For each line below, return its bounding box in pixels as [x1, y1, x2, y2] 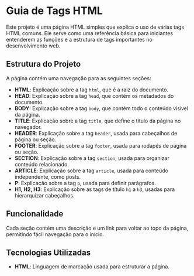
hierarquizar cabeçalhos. [14, 192, 75, 199]
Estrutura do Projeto [6, 59, 81, 69]
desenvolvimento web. [6, 42, 61, 49]
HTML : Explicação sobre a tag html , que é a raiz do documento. [14, 86, 168, 93]
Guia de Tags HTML [6, 4, 103, 18]
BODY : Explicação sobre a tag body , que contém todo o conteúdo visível [14, 104, 189, 112]
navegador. [14, 123, 42, 130]
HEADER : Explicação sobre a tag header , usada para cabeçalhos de [14, 130, 178, 137]
